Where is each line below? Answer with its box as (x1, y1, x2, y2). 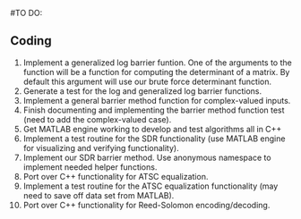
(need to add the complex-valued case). (22, 114, 172, 124)
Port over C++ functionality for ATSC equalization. (22, 171, 209, 181)
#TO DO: (10, 8, 43, 18)
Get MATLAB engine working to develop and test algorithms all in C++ (22, 123, 282, 134)
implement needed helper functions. (22, 161, 158, 173)
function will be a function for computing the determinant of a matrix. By (22, 66, 290, 77)
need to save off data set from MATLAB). (22, 190, 175, 200)
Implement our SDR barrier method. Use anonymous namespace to (22, 152, 271, 163)
